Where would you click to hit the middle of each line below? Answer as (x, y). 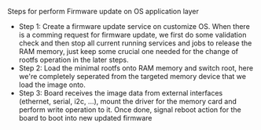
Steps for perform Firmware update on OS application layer (103, 11)
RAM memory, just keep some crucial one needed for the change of (129, 51)
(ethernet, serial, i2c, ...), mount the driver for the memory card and (128, 101)
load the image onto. (52, 85)
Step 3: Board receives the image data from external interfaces (121, 93)
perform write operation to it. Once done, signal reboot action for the (130, 110)
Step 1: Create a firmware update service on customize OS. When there (134, 26)
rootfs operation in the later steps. (74, 60)
